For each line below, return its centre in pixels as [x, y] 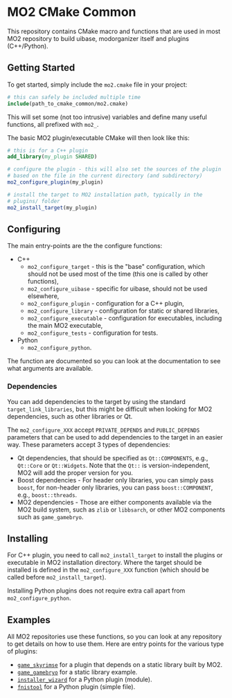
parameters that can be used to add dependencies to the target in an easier [115, 437]
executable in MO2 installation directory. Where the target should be [105, 563]
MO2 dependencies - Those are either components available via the [114, 502]
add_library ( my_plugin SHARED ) [52, 157]
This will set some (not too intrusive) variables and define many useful [107, 117]
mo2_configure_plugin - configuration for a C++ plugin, [106, 304]
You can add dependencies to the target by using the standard [96, 401]
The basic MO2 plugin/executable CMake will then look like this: [98, 138]
